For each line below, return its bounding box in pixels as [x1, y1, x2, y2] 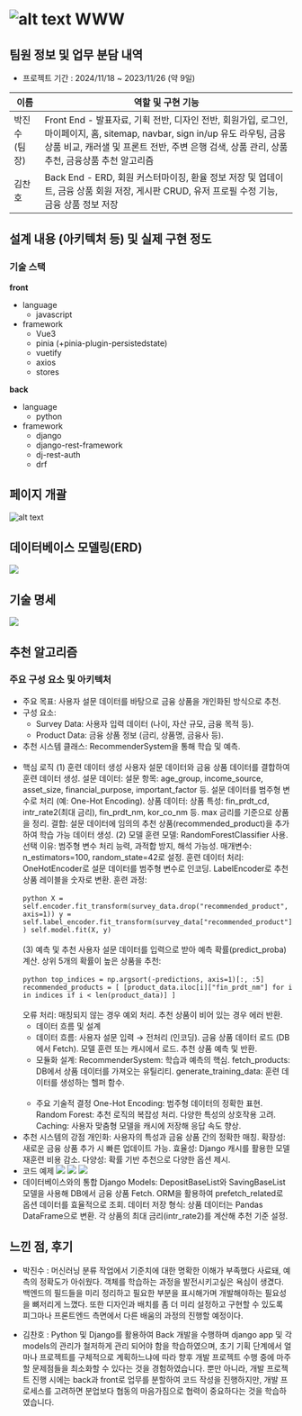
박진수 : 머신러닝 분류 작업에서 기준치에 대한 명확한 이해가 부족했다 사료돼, [22, 1265, 281, 1275]
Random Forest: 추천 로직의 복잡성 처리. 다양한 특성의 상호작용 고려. [35, 1109, 277, 1120]
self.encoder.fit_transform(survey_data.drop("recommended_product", [22, 902, 289, 911]
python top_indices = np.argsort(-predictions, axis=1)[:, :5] [22, 975, 265, 984]
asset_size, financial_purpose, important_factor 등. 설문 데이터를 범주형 [22, 784, 281, 794]
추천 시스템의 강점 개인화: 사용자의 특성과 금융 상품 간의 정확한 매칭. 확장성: [22, 1131, 286, 1142]
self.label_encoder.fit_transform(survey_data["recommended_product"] [22, 917, 293, 927]
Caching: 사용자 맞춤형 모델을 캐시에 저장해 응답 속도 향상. [35, 1120, 242, 1130]
